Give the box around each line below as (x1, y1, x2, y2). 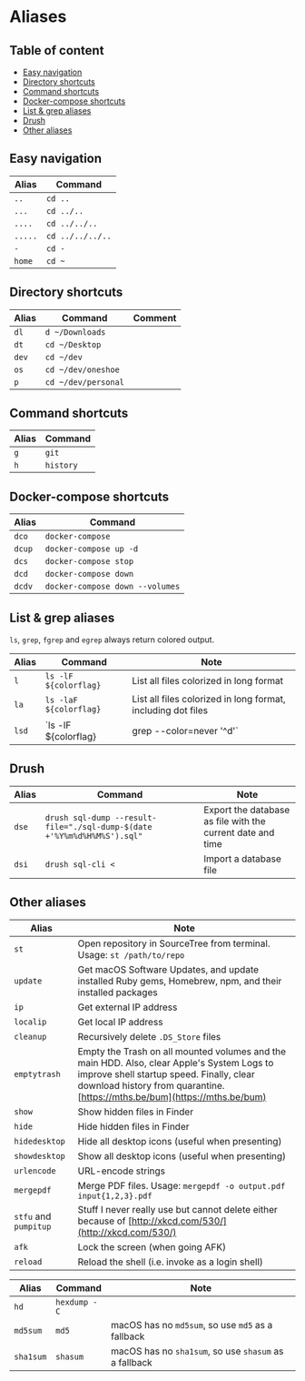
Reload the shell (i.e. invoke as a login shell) (77, 1255, 263, 1268)
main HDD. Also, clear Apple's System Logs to (77, 1056, 274, 1069)
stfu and (14, 1210, 52, 1223)
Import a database (203, 852, 281, 865)
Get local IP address (77, 1015, 163, 1028)
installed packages (77, 985, 158, 998)
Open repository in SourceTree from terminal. (77, 937, 271, 950)
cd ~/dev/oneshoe (44, 364, 120, 375)
